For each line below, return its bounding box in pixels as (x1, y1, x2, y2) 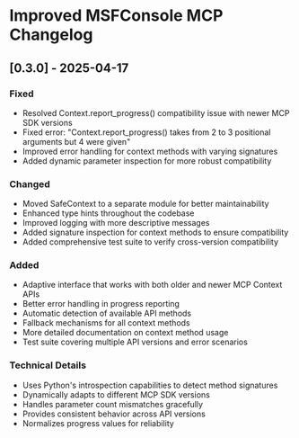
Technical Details (9, 359, 87, 371)
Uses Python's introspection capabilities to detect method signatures (22, 380, 278, 390)
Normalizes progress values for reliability (22, 417, 175, 428)
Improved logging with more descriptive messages (22, 218, 210, 228)
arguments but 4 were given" (22, 136, 131, 147)
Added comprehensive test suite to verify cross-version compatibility (22, 237, 279, 247)
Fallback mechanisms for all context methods (22, 317, 190, 328)
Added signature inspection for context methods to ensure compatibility (22, 227, 289, 238)
